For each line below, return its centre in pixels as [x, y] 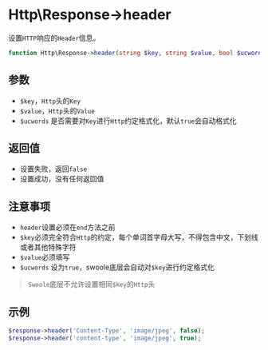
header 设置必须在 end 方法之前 [67, 227]
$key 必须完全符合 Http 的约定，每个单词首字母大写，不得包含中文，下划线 [139, 237]
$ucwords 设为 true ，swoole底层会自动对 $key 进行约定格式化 [117, 267]
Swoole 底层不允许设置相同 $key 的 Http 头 [91, 284]
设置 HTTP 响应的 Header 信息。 [54, 38]
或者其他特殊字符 [48, 247]
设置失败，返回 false [53, 169]
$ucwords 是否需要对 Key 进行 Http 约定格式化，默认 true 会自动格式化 [128, 121]
